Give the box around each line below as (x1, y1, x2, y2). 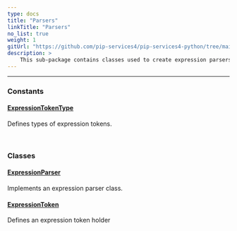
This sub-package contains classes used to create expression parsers (20, 57, 232, 64)
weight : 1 (7, 37, 37, 44)
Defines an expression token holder (7, 216, 111, 225)
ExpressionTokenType (7, 104, 74, 112)
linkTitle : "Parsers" (7, 23, 71, 30)
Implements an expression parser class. (7, 184, 123, 192)
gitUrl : (7, 43, 30, 50)
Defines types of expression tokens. (7, 119, 112, 128)
